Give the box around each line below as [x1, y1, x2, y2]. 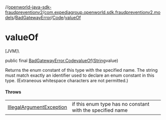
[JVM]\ [5, 48, 20, 54]
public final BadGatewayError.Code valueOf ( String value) [5, 58, 119, 63]
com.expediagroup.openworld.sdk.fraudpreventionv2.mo [44, 9, 161, 15]
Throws [5, 89, 21, 95]
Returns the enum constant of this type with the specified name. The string [5, 67, 158, 73]
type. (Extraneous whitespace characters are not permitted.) [5, 77, 128, 83]
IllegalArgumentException [7, 104, 68, 111]
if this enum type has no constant [72, 101, 150, 108]
